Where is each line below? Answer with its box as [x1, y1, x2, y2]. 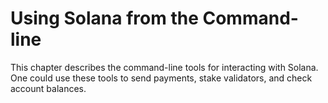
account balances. [10, 82, 87, 94]
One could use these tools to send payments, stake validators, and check [10, 72, 313, 84]
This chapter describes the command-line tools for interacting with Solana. [10, 61, 319, 73]
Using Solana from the [10, 7, 199, 30]
